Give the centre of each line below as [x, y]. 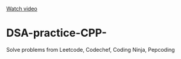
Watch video [22, 9]
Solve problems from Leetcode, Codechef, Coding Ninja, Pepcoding [91, 49]
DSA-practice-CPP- [57, 33]
